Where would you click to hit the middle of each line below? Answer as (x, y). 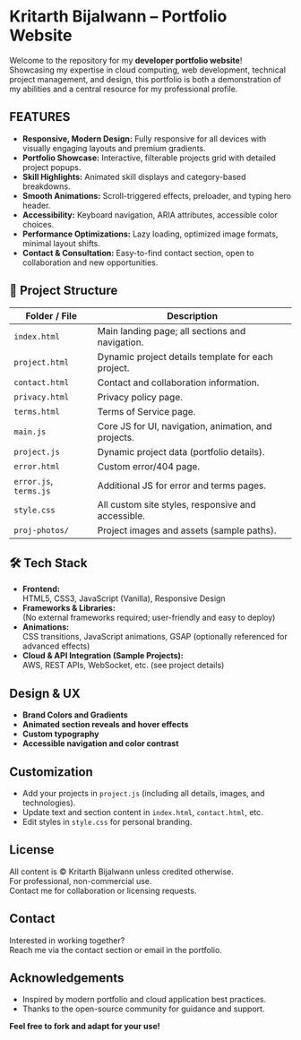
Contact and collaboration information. (178, 382)
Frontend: (41, 589)
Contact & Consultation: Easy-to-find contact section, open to (138, 253)
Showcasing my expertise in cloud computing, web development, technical (148, 70)
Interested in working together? (67, 940)
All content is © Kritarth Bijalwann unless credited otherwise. (122, 872)
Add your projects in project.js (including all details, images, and (143, 793)
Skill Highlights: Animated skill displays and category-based (134, 176)
